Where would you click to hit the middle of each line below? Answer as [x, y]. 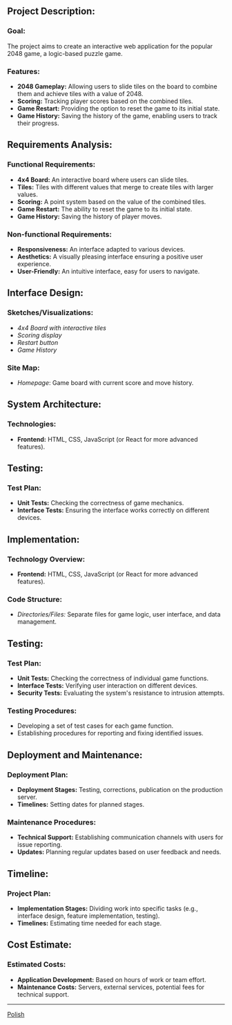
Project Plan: [29, 893]
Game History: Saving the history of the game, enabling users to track [117, 115]
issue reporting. [39, 845]
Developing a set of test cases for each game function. [95, 726]
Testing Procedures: [42, 711]
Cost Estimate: [40, 945]
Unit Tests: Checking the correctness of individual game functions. [113, 678]
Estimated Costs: [37, 965]
